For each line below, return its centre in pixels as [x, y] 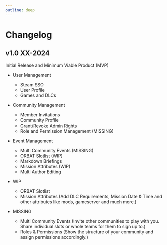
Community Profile [39, 120]
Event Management [33, 141]
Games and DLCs [38, 95]
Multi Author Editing [40, 172]
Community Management [39, 105]
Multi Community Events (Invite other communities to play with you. [90, 221]
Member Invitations [40, 115]
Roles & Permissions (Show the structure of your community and [87, 232]
